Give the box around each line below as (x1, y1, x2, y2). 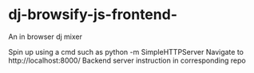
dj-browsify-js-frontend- (8, 6, 178, 24)
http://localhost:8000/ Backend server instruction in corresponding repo (8, 56, 246, 65)
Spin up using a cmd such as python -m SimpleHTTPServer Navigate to (8, 47, 244, 56)
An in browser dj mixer (8, 32, 82, 41)
